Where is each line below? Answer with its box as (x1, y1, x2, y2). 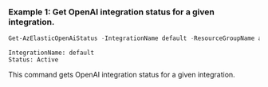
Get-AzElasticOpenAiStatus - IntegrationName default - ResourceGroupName (8, 34, 255, 42)
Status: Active (8, 56, 59, 64)
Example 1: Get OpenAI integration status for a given (8, 6, 215, 18)
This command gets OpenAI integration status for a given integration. (8, 70, 235, 80)
